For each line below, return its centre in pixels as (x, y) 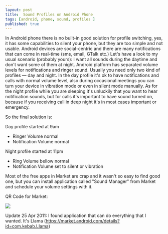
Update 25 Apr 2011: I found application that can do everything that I (76, 215)
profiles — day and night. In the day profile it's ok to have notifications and (82, 75)
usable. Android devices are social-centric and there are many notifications (83, 49)
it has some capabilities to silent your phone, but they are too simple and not (84, 44)
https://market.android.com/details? (83, 221)
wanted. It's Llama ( (26, 221)
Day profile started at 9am (32, 127)
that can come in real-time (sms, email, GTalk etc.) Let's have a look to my (82, 54)
